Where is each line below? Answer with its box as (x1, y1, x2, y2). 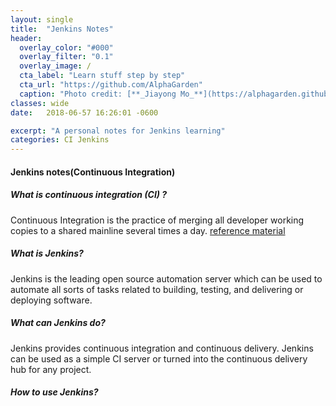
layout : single (10, 14, 74, 25)
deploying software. (10, 294, 93, 306)
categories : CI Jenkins (10, 135, 110, 145)
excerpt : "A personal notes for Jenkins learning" (10, 126, 226, 136)
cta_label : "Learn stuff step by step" (19, 71, 186, 81)
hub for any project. (10, 363, 92, 375)
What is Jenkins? (10, 247, 84, 260)
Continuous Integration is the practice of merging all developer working (10, 214, 305, 226)
